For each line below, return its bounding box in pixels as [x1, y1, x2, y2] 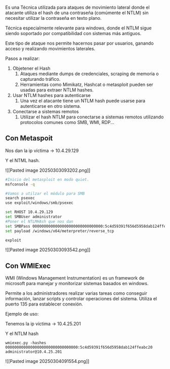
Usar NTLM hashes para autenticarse [12, 93, 91, 98]
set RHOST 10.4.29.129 [5, 209, 53, 215]
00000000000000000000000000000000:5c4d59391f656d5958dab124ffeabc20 [5, 345, 153, 350]
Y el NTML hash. [5, 157, 40, 163]
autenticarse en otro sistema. [20, 103, 81, 109]
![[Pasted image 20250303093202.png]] [5, 167, 91, 173]
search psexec [5, 196, 35, 201]
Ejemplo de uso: [5, 311, 39, 317]
